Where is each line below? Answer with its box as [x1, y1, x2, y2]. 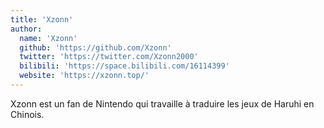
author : [10, 24, 43, 34]
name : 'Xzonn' [19, 33, 78, 43]
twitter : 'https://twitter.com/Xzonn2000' [19, 52, 199, 62]
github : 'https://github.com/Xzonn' [19, 42, 172, 53]
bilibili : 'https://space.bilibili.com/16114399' [19, 61, 230, 71]
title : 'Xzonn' [10, 14, 74, 25]
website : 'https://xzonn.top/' [19, 71, 150, 81]
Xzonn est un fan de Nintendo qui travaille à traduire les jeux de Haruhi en [10, 97, 315, 110]
